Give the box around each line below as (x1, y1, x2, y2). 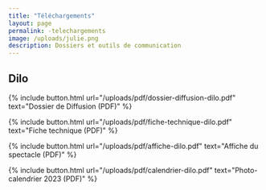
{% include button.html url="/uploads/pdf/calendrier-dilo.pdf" (8, 165, 213, 175)
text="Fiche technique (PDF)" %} (8, 126, 118, 135)
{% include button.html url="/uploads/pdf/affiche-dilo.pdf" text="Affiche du (8, 141, 259, 151)
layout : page (8, 19, 52, 27)
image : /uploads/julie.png (8, 34, 99, 43)
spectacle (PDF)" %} (8, 150, 77, 159)
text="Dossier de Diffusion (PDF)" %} (8, 101, 133, 111)
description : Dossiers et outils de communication (8, 42, 182, 50)
